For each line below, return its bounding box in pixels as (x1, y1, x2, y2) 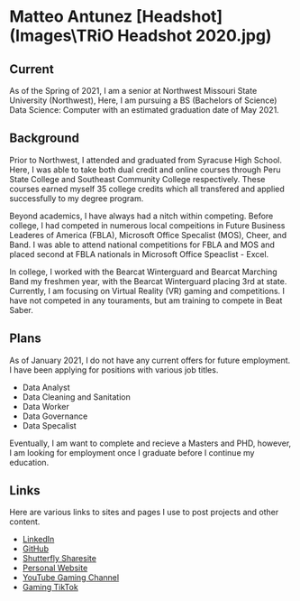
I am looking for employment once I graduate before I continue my (9, 447, 255, 458)
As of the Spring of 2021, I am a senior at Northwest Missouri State (9, 86, 258, 96)
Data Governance (22, 411, 88, 421)
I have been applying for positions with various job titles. (9, 364, 219, 375)
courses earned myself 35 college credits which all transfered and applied (9, 183, 286, 194)
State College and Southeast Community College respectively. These (9, 173, 266, 184)
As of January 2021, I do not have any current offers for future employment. (9, 355, 291, 365)
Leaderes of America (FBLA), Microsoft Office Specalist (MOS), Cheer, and (9, 229, 287, 240)
